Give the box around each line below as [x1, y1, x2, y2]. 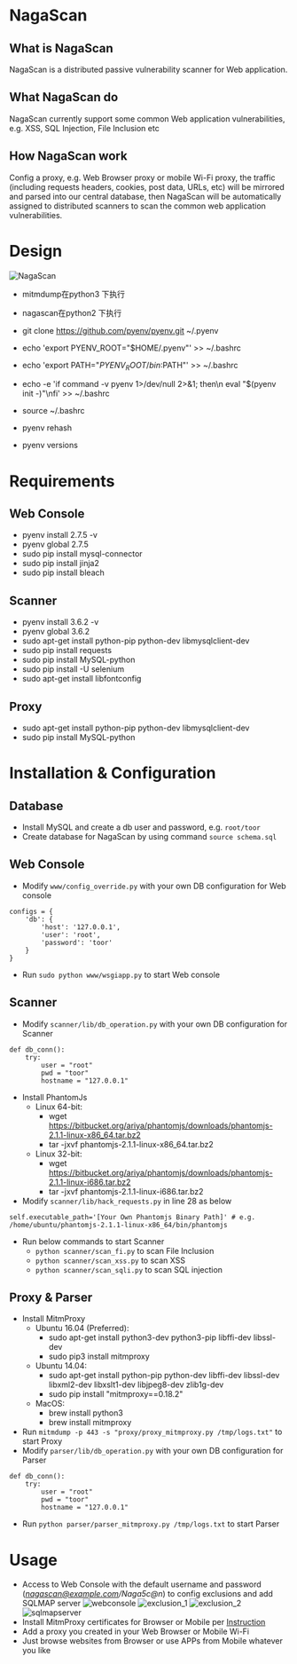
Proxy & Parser [9, 1290, 93, 1305]
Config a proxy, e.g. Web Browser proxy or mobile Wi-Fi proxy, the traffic [9, 172, 276, 183]
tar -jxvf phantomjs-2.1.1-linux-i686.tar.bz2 [48, 1186, 204, 1196]
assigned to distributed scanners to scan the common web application [9, 201, 266, 211]
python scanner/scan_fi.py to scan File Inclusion [35, 1245, 215, 1256]
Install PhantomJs [21, 1092, 88, 1102]
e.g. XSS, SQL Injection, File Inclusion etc [9, 122, 160, 133]
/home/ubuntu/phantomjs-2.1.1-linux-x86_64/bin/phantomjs [9, 1220, 228, 1229]
